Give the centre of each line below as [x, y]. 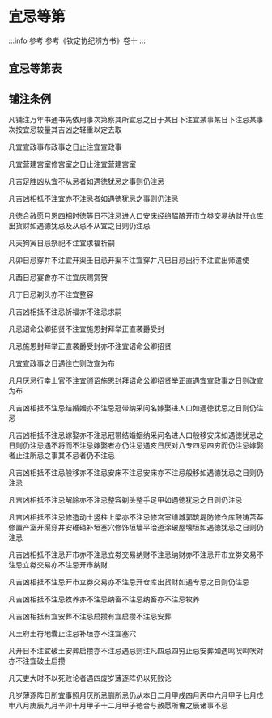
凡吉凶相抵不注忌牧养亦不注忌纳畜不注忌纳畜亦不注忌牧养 [104, 599]
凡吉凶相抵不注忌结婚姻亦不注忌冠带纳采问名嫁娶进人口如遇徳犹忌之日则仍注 [136, 408]
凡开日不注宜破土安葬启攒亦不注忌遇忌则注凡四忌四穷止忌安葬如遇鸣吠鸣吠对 [136, 651]
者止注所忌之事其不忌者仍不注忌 [62, 456]
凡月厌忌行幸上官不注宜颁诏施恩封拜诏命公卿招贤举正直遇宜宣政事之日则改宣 [136, 380]
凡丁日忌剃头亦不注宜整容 [51, 295]
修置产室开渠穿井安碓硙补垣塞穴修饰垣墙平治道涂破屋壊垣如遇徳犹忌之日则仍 [136, 528]
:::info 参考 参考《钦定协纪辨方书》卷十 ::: [77, 40]
